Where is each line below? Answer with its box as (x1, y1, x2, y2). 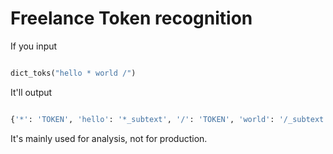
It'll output (10, 86, 53, 98)
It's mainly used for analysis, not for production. (10, 132, 208, 144)
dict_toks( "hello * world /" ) (10, 68, 137, 78)
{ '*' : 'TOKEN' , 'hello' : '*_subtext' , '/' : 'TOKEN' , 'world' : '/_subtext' (10, 114, 329, 124)
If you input (10, 40, 58, 52)
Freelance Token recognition (10, 7, 253, 30)
